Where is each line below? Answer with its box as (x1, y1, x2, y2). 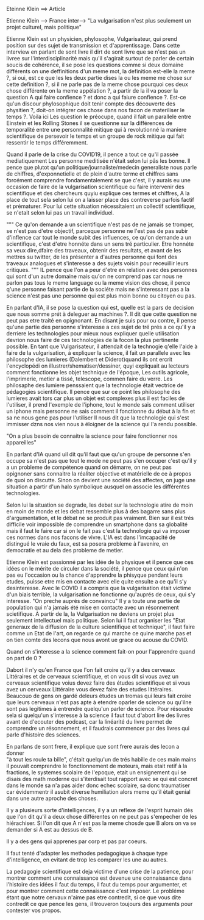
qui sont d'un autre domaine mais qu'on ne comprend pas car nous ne (6, 273, 183, 280)
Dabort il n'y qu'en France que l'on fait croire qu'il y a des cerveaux (6, 666, 175, 673)
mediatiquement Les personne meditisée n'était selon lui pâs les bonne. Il (6, 157, 191, 164)
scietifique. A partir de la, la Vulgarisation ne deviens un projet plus (6, 610, 175, 618)
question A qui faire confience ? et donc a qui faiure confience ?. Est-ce (6, 94, 187, 101)
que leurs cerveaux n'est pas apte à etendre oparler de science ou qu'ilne (6, 699, 192, 706)
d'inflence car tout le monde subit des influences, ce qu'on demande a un (6, 234, 192, 241)
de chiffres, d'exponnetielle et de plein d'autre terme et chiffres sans (6, 170, 178, 177)
